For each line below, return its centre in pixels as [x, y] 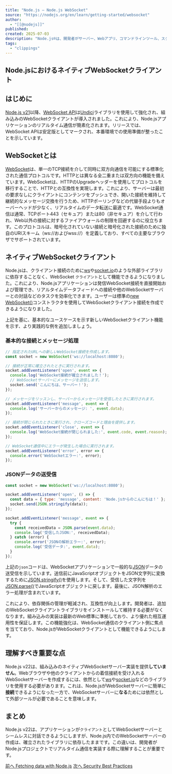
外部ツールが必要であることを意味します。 [54, 699]
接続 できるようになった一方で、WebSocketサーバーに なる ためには [76, 692]
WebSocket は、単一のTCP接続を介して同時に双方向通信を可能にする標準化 [84, 169]
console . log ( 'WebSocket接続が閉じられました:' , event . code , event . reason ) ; [89, 432]
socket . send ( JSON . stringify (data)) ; [49, 504]
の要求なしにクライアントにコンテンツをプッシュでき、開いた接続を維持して [86, 194]
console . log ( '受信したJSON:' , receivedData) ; [62, 532]
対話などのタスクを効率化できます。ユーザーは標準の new [79, 296]
